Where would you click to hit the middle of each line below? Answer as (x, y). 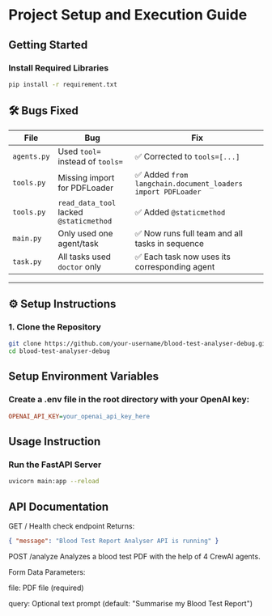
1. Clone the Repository (55, 327)
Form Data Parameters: (47, 571)
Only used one (85, 233)
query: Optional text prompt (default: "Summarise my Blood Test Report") (131, 603)
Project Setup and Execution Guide (128, 15)
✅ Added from (161, 174)
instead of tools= (91, 161)
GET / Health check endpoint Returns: (72, 526)
